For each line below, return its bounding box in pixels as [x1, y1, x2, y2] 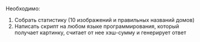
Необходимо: [5, 5, 40, 12]
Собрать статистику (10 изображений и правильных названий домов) [14, 17, 195, 23]
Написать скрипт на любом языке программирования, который [14, 23, 180, 30]
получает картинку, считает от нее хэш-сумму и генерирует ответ [14, 29, 187, 36]
